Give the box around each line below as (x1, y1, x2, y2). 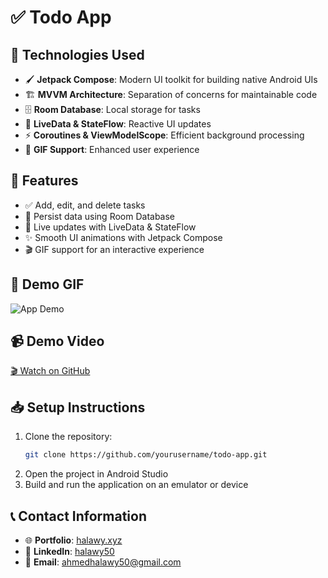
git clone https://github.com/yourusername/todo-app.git (24, 450, 268, 460)
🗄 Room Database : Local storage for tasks (24, 104, 201, 115)
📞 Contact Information (10, 507, 147, 525)
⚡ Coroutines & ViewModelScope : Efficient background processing (24, 129, 305, 141)
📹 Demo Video (10, 333, 105, 350)
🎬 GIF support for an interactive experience (24, 243, 205, 255)
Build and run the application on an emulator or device (24, 479, 249, 491)
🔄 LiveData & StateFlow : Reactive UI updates (24, 118, 212, 130)
